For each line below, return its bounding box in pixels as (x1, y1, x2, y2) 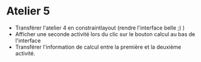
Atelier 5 (6, 4, 51, 18)
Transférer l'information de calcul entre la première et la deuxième (15, 43, 182, 51)
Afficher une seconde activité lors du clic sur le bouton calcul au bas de (15, 30, 196, 37)
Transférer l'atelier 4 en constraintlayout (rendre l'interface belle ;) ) (15, 24, 185, 31)
